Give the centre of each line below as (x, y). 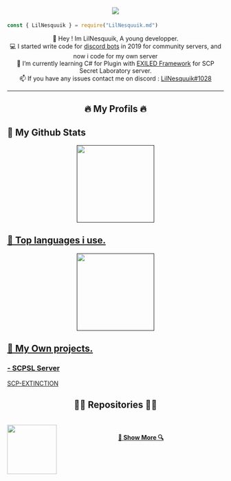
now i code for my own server (115, 56)
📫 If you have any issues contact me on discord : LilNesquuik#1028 (115, 78)
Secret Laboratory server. (115, 70)
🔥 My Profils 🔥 (115, 109)
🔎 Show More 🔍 (141, 437)
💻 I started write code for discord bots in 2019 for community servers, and (115, 46)
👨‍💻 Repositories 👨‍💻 (115, 404)
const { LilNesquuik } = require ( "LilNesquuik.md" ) (82, 25)
